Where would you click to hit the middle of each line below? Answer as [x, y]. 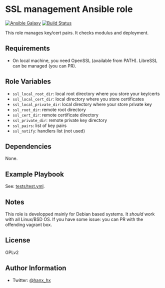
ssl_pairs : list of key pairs [39, 125]
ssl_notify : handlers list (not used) [48, 130]
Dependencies [28, 146]
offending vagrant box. [29, 224]
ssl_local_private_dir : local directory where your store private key [82, 104]
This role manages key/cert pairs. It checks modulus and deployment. [77, 32]
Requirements [27, 48]
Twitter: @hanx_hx [31, 280]
